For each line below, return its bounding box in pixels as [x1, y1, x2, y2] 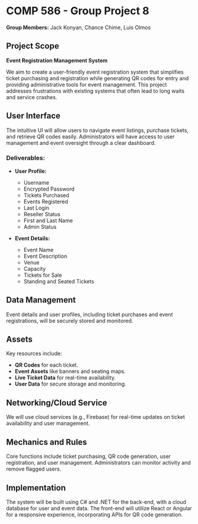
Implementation [6, 482, 66, 493]
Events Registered [23, 198, 68, 205]
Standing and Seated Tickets [23, 277, 94, 285]
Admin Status [23, 223, 57, 230]
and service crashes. [6, 93, 58, 100]
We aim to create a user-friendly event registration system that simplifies [6, 68, 184, 75]
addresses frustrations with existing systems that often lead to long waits [6, 87, 185, 94]
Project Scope [6, 41, 59, 51]
